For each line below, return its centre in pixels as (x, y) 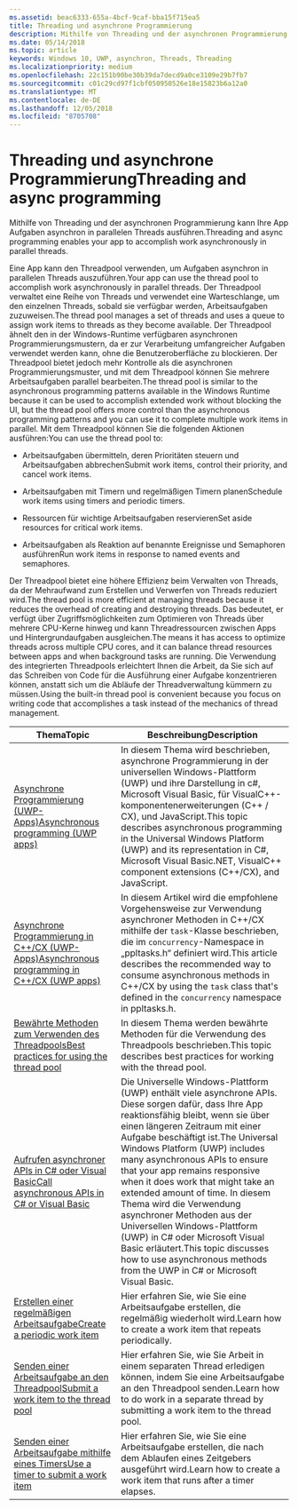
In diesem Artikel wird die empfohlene (200, 898)
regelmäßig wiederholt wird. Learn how (201, 1318)
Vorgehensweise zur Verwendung (192, 909)
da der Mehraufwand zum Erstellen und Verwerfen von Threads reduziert (143, 591)
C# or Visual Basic (52, 1204)
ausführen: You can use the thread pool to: (86, 438)
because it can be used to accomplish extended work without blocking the (145, 401)
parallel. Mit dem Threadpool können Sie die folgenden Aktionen (127, 429)
